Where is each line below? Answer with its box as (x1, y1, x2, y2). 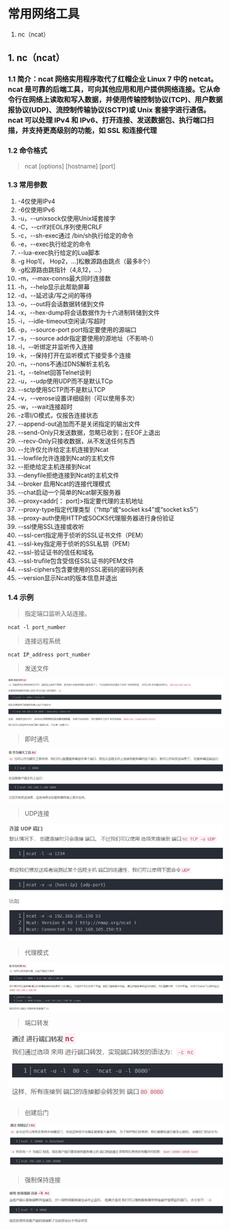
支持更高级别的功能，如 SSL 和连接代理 (29, 126, 158, 136)
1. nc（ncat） (8, 52, 66, 64)
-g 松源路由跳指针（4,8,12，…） (17, 265, 106, 274)
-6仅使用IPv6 (17, 205, 55, 214)
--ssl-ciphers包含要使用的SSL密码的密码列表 (17, 565, 144, 573)
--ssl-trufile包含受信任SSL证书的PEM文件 (17, 556, 134, 565)
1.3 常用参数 (8, 180, 48, 190)
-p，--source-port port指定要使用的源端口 (17, 325, 137, 334)
